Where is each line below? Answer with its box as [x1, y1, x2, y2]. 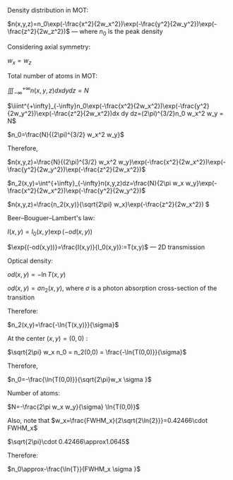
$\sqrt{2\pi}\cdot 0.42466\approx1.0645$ [7, 437, 130, 445]
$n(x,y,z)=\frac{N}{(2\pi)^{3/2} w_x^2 [7, 158, 117, 167]
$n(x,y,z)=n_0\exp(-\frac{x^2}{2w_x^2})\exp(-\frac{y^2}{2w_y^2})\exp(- [7, 20, 217, 28]
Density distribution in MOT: [7, 6, 89, 14]
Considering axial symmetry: [7, 42, 91, 51]
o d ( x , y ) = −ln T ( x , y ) [7, 270, 66, 278]
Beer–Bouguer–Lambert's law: [7, 214, 95, 222]
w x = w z [7, 56, 32, 66]
